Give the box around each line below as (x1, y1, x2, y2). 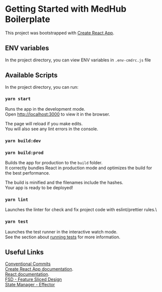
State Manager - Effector (5, 282, 55, 288)
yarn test (5, 219, 28, 225)
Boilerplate (5, 14, 50, 25)
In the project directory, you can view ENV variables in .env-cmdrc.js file (5, 57, 151, 63)
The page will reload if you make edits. (5, 120, 83, 126)
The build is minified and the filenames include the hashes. (5, 179, 123, 186)
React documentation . (5, 272, 50, 277)
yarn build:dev (5, 138, 41, 143)
